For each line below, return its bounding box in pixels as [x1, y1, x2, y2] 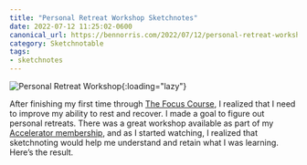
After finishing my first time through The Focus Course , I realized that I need [9, 98, 296, 109]
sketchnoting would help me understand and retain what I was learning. [9, 138, 279, 148]
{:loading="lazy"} [122, 81, 187, 91]
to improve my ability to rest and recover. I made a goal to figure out [9, 108, 265, 119]
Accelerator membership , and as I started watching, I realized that [9, 128, 259, 138]
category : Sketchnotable [9, 38, 104, 48]
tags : [9, 47, 30, 57]
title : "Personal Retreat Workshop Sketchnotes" [9, 13, 198, 23]
